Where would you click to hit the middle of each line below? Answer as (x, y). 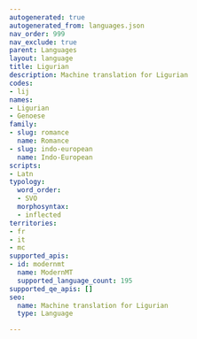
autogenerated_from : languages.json (77, 26)
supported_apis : (39, 256)
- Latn (21, 173)
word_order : (39, 190)
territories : (33, 223)
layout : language (41, 58)
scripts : (25, 166)
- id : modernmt (37, 265)
